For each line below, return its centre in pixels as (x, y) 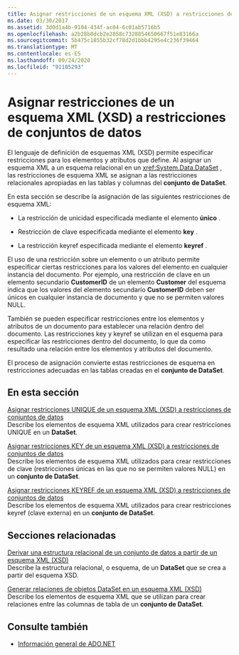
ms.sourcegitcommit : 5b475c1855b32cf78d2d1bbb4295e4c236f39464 (103, 41)
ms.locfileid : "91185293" (46, 67)
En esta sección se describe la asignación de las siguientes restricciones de (119, 196)
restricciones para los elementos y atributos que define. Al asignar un (109, 160)
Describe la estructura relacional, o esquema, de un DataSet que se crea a (117, 568)
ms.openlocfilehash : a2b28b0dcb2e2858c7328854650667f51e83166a (103, 34)
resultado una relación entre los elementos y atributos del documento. (110, 349)
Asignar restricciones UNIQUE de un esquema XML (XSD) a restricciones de (119, 410)
